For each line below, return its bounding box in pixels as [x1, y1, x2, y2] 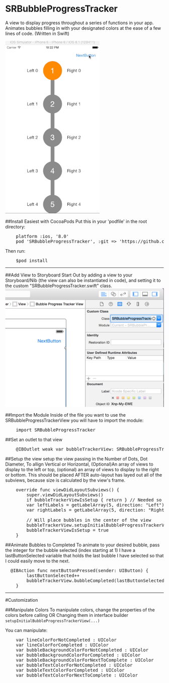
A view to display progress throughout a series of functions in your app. [5, 20, 154, 26]
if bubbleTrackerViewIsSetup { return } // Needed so [26, 497, 162, 502]
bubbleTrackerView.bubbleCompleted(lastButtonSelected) [26, 578, 167, 583]
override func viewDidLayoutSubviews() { [16, 487, 120, 492]
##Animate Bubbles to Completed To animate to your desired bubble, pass [5, 542, 160, 548]
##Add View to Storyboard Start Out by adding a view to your [5, 272, 133, 278]
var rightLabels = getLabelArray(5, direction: [26, 507, 146, 513]
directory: [5, 223, 26, 230]
